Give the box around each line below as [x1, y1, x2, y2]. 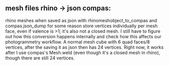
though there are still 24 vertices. [5, 55, 75, 61]
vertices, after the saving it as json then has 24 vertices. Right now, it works [5, 44, 164, 50]
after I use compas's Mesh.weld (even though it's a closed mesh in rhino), [5, 49, 160, 55]
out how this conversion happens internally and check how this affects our [5, 33, 162, 39]
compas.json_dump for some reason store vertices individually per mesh [5, 23, 158, 29]
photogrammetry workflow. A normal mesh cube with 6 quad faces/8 [5, 39, 150, 45]
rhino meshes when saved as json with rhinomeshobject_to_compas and [5, 17, 157, 23]
